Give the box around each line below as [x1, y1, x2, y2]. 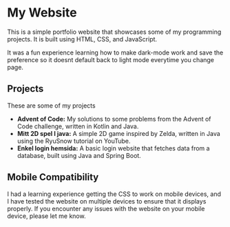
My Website [7, 5, 77, 21]
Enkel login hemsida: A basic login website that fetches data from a [17, 144, 210, 152]
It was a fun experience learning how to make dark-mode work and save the [7, 48, 224, 57]
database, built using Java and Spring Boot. [17, 151, 141, 159]
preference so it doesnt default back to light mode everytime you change [7, 55, 215, 63]
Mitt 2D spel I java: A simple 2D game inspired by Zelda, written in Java [17, 129, 220, 137]
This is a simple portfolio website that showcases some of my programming [7, 28, 222, 36]
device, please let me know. [7, 212, 86, 220]
